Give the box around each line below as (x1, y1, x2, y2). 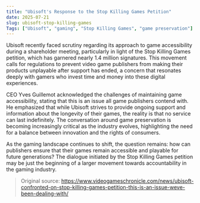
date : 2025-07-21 (6, 14, 49, 20)
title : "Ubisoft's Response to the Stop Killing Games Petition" (6, 8, 171, 15)
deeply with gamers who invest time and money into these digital (6, 73, 165, 80)
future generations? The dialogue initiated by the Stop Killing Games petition (6, 153, 193, 161)
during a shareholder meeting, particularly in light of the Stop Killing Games (6, 48, 191, 55)
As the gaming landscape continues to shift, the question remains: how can (6, 140, 191, 148)
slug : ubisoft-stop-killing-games (6, 20, 92, 26)
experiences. (6, 80, 39, 87)
